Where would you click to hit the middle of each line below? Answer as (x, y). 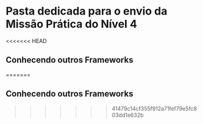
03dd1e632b (128, 115)
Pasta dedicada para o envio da (87, 11)
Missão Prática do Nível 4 (72, 24)
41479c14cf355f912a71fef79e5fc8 (155, 108)
